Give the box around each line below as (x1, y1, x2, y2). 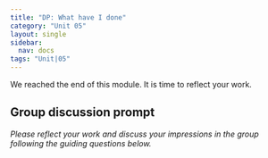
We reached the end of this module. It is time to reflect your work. (10, 79, 253, 89)
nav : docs (18, 46, 54, 55)
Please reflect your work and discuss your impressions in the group (10, 129, 260, 139)
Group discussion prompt (10, 104, 155, 121)
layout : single (10, 29, 67, 38)
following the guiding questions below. (10, 137, 152, 148)
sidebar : (10, 37, 43, 47)
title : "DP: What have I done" (10, 12, 127, 22)
